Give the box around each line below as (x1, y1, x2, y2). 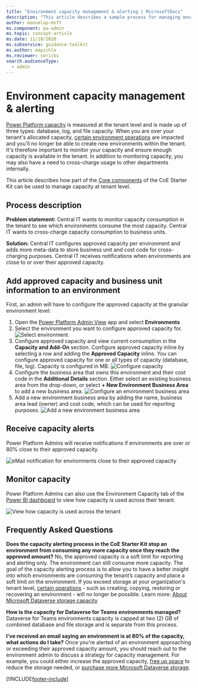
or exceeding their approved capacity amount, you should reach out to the (6, 645, 187, 653)
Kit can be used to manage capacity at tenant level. (6, 183, 131, 190)
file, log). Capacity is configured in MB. (14, 362, 110, 370)
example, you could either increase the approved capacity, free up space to (6, 658, 190, 665)
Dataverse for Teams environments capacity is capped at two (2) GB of (6, 615, 179, 622)
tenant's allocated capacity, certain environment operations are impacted (6, 134, 184, 141)
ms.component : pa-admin (6, 25, 65, 31)
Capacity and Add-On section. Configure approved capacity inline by (14, 344, 184, 351)
